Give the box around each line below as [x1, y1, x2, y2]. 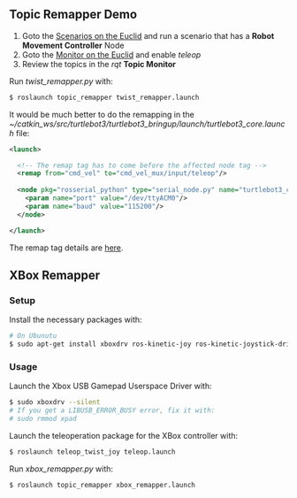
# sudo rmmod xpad [9, 415, 77, 424]
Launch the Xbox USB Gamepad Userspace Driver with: [9, 380, 212, 392]
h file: [9, 127, 30, 138]
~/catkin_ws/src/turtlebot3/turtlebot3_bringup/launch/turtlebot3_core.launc [9, 119, 286, 129]
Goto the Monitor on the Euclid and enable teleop [21, 49, 202, 60]
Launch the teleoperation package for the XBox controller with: [9, 430, 239, 441]
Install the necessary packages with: [9, 314, 143, 326]
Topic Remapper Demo [9, 7, 138, 22]
